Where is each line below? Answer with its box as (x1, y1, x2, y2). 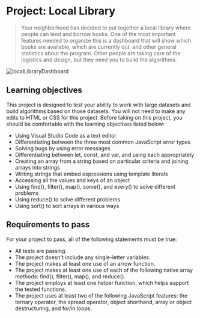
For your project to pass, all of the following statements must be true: (6, 236, 177, 243)
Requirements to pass (6, 219, 90, 230)
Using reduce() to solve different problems (14, 195, 121, 203)
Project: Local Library (6, 4, 116, 18)
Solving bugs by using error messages (14, 144, 111, 151)
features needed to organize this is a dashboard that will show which (20, 37, 192, 44)
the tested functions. (14, 286, 67, 293)
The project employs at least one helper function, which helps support (14, 279, 189, 286)
